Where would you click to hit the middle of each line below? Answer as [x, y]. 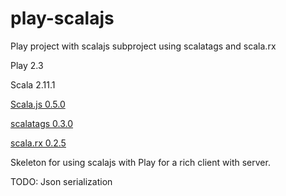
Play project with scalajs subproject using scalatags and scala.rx [143, 46]
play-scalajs [62, 18]
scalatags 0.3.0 [42, 123]
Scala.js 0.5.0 [38, 104]
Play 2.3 [27, 65]
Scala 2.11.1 [33, 84]
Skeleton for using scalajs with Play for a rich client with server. [140, 162]
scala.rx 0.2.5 [38, 143]
